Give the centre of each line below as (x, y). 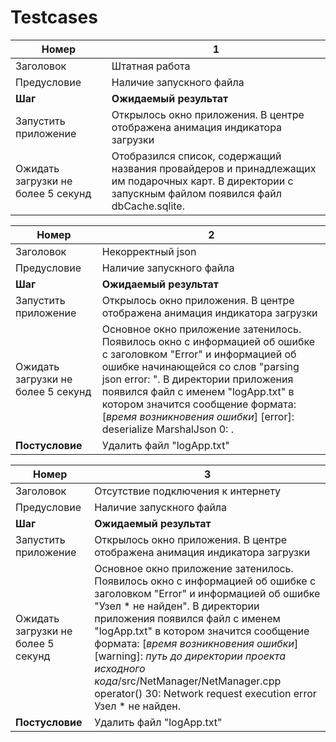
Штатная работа (151, 66)
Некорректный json (149, 251)
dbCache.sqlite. (148, 206)
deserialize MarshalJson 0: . (167, 429)
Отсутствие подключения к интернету (188, 491)
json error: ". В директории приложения (197, 379)
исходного (120, 668)
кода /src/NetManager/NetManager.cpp (188, 681)
